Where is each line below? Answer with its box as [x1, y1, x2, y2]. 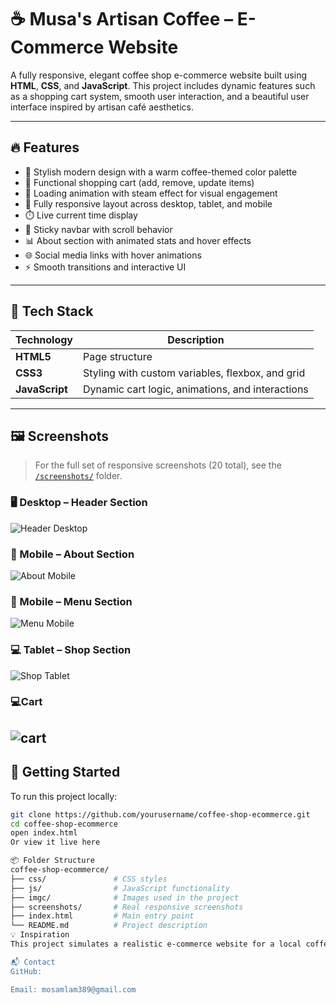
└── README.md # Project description [10, 921, 208, 931]
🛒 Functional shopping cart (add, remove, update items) [24, 176, 255, 188]
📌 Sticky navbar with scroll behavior [24, 223, 173, 235]
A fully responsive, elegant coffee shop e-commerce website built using [10, 69, 307, 81]
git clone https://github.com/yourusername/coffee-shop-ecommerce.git [10, 809, 311, 820]
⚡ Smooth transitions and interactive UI [24, 261, 187, 273]
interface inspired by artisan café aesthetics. [10, 101, 194, 113]
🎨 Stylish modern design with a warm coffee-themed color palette [24, 166, 298, 178]
